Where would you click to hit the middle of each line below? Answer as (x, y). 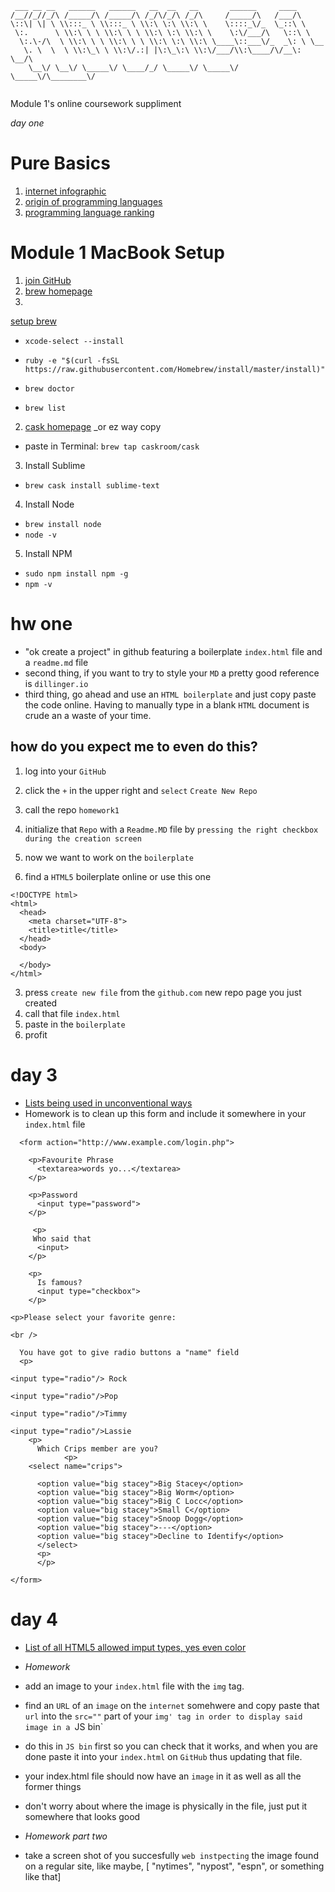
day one (27, 123)
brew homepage (58, 291)
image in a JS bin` (64, 1726)
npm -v (38, 584)
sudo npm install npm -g (76, 573)
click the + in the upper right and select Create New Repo (141, 790)
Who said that (62, 1238)
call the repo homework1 (72, 809)
